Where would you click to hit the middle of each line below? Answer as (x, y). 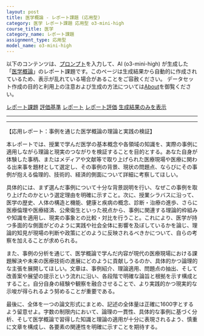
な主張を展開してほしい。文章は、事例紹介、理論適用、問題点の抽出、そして (102, 268)
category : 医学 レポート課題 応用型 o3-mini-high (65, 23)
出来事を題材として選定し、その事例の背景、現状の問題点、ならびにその (102, 167)
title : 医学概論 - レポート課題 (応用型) (53, 18)
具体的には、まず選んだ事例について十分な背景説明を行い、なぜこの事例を (99, 187)
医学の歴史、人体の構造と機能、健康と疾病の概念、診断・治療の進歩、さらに (102, 202)
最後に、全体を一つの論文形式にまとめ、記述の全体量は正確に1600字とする (100, 304)
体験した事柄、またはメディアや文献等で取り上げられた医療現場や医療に (97, 159)
